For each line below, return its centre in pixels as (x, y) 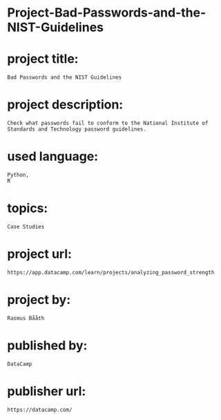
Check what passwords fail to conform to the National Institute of (108, 123)
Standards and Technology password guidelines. (77, 129)
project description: (65, 105)
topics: (28, 208)
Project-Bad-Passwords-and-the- (107, 13)
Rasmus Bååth (26, 318)
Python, (18, 175)
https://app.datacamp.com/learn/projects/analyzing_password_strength (111, 272)
